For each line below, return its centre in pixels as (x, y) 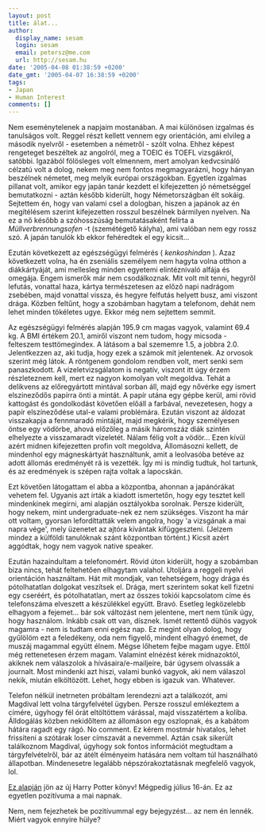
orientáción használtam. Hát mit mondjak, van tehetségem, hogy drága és (129, 579)
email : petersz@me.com (53, 53)
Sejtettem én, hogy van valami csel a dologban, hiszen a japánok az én (124, 203)
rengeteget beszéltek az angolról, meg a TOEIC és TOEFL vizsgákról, (121, 153)
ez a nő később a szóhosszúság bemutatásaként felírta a (101, 221)
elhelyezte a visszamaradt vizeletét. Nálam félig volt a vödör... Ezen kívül (127, 438)
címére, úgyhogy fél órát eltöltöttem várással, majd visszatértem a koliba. (128, 712)
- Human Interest (37, 97)
